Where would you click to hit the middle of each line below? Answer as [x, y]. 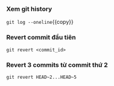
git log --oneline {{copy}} [40, 22]
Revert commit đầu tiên [41, 38]
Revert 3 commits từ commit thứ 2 [57, 64]
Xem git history [29, 9]
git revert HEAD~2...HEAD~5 [42, 77]
